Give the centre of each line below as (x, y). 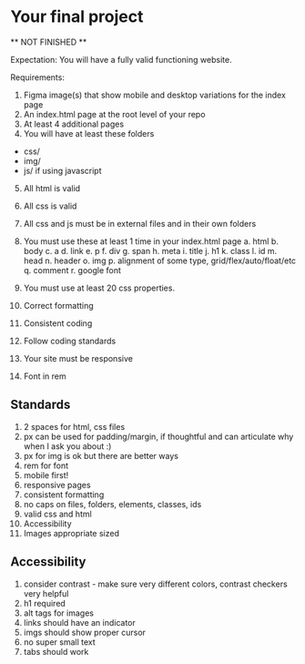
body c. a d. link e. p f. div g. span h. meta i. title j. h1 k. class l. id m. (150, 250)
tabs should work (56, 651)
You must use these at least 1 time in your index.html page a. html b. (151, 241)
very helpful (46, 593)
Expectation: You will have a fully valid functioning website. (121, 59)
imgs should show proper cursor (85, 632)
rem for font (46, 465)
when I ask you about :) (67, 446)
